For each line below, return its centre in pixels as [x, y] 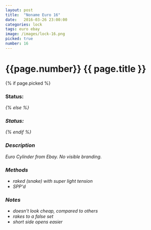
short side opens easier [38, 222]
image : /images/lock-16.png [35, 34]
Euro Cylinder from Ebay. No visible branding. [53, 157]
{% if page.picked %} [28, 83]
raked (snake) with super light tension [53, 181]
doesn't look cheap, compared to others [55, 211]
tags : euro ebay [23, 29]
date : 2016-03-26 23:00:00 [36, 20]
